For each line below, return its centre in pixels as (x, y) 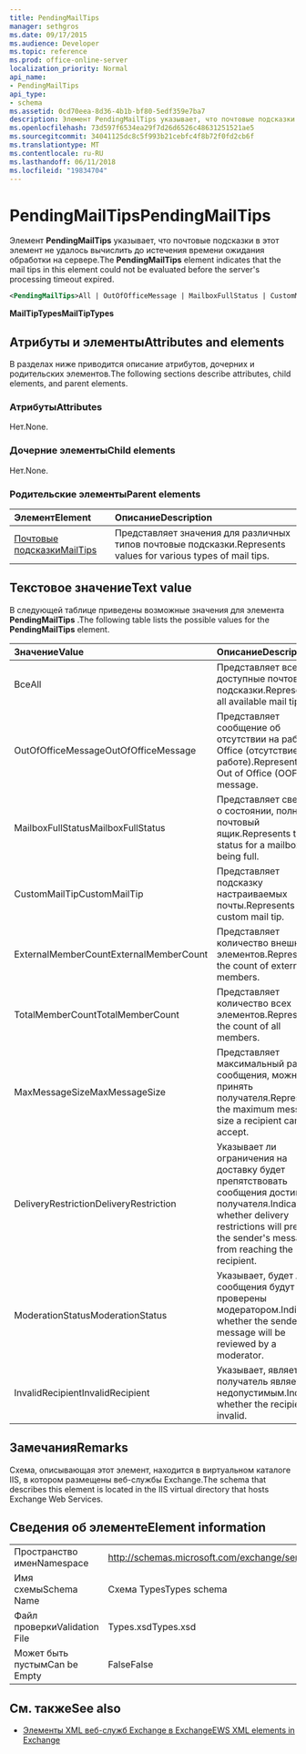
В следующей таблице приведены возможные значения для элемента (147, 610)
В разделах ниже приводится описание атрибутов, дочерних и (132, 364)
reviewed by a (247, 1343)
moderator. (240, 1355)
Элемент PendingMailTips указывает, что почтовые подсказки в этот (144, 241)
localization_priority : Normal (69, 69)
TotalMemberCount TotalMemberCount (97, 1014)
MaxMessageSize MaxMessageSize (90, 1092)
